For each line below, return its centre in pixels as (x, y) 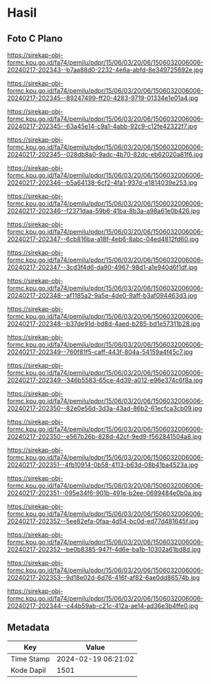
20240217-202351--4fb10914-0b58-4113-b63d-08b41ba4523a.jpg (103, 465)
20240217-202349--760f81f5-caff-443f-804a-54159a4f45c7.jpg (100, 352)
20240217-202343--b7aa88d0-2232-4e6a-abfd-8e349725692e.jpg (105, 70)
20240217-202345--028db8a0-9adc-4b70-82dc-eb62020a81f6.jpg (105, 155)
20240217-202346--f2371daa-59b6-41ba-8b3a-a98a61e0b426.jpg (104, 211)
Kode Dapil (28, 670)
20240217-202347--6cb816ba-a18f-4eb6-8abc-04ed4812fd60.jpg (103, 239)
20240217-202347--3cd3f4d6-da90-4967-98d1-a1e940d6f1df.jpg (102, 267)
